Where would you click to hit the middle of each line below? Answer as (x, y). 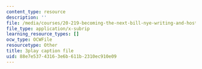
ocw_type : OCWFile (29, 40)
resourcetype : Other (32, 46)
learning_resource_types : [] (43, 34)
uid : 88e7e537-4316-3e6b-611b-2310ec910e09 (62, 56)
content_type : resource (36, 12)
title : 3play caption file (40, 51)
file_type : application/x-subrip (48, 28)
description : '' (26, 17)
